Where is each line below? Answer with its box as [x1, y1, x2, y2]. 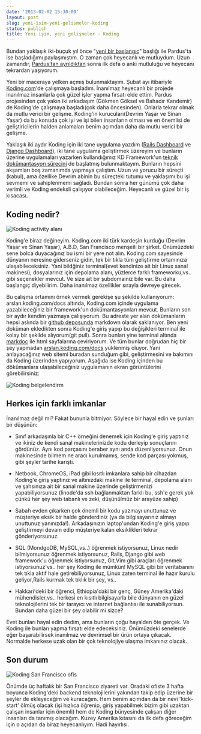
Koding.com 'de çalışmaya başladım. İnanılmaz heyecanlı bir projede [6, 85, 174, 92]
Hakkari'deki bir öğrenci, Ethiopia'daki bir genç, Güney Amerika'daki [14, 588, 184, 595]
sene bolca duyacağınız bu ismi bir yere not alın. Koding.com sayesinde [6, 250, 183, 257]
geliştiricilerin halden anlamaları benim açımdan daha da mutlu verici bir [6, 123, 184, 130]
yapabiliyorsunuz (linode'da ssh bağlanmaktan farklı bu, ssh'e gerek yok [14, 489, 194, 496]
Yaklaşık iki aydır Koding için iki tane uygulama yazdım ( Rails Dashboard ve [6, 141, 191, 148]
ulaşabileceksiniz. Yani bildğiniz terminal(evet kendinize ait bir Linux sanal [6, 262, 188, 269]
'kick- [179, 695, 194, 702]
